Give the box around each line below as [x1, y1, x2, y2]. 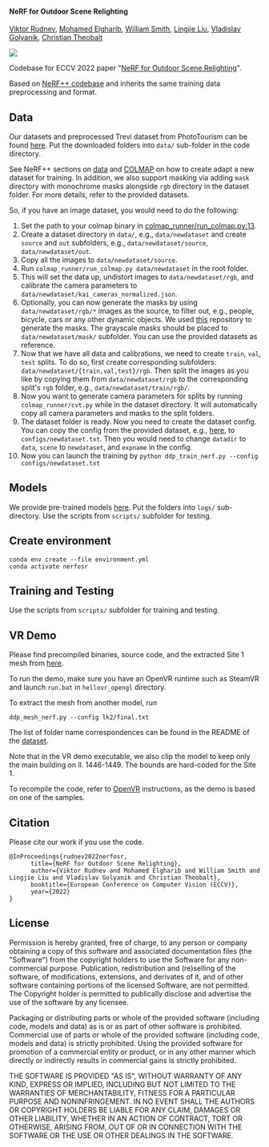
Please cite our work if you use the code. [9, 838, 145, 847]
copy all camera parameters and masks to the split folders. [20, 409, 215, 418]
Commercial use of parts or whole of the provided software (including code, [9, 1030, 260, 1040]
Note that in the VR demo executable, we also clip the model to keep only [9, 752, 251, 761]
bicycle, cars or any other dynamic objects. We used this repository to [20, 315, 252, 325]
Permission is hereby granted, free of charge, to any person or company [9, 938, 247, 947]
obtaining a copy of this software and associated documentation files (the [9, 946, 253, 955]
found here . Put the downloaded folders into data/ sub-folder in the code [9, 140, 251, 150]
